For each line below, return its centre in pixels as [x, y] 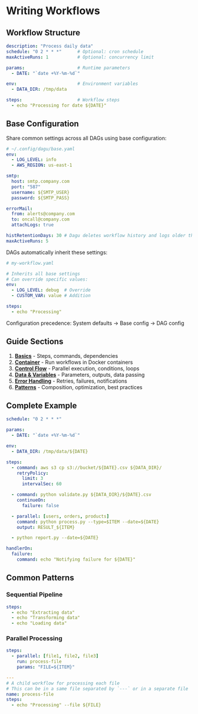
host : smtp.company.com [40, 182]
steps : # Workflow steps [63, 100]
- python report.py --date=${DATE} [55, 538]
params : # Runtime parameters [68, 68]
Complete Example [42, 406]
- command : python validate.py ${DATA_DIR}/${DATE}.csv [81, 495]
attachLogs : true [33, 225]
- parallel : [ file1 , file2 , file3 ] [55, 656]
